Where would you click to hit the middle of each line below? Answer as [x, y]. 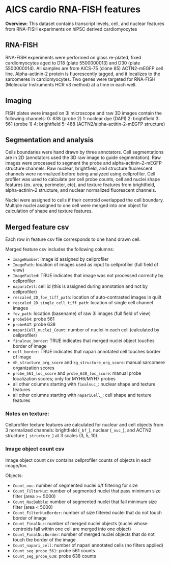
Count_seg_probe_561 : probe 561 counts [54, 550]
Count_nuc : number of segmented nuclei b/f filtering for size [75, 485]
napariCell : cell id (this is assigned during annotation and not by [80, 286]
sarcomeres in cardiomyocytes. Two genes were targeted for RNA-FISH [80, 79]
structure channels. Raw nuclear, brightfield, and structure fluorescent [79, 168]
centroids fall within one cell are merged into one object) [72, 529]
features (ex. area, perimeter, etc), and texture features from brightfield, [80, 185]
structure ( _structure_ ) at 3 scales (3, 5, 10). [52, 436]
